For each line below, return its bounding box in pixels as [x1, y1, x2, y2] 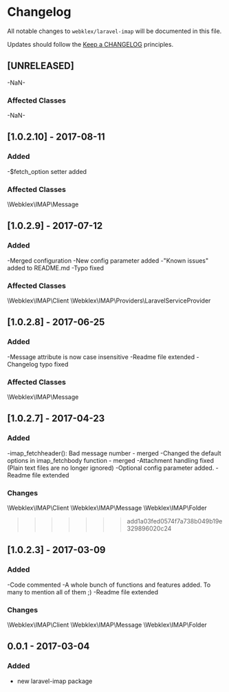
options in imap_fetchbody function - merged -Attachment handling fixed [7, 456, 215, 464]
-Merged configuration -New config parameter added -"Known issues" [7, 256, 208, 265]
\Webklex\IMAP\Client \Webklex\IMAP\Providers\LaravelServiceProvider [7, 296, 211, 305]
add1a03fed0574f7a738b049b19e [127, 517, 223, 525]
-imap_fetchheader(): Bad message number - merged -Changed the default [7, 448, 221, 457]
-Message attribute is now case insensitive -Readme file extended [7, 352, 195, 361]
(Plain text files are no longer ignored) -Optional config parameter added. [7, 464, 215, 472]
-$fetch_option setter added [7, 167, 87, 175]
